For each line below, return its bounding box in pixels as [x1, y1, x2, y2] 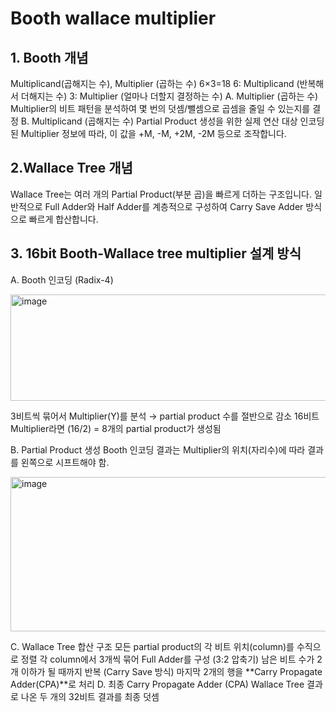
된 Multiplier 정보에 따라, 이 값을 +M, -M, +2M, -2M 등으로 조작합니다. [10, 128, 287, 139]
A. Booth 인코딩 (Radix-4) [10, 273, 114, 286]
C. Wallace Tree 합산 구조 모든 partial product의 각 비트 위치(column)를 [10, 640, 295, 652]
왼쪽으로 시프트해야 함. [20, 456, 110, 468]
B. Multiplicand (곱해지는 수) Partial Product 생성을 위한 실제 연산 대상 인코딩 [20, 115, 325, 127]
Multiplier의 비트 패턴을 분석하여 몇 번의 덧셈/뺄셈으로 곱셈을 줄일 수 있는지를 [10, 103, 311, 114]
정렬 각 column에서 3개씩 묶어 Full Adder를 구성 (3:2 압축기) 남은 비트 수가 [20, 653, 315, 665]
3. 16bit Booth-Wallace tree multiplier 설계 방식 [10, 245, 302, 262]
